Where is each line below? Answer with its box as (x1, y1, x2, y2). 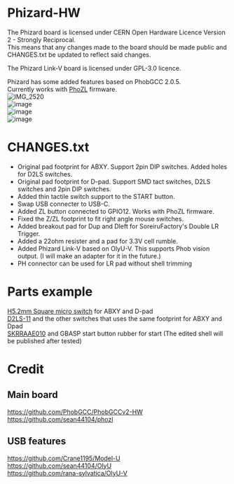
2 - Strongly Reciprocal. (7, 35, 76, 43)
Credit (7, 361, 44, 377)
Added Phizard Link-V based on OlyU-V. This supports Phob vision (17, 244, 210, 253)
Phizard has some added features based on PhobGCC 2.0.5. (7, 77, 181, 85)
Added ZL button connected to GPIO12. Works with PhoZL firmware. (17, 207, 215, 215)
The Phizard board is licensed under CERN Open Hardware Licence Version (7, 28, 226, 36)
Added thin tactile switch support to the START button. (17, 192, 175, 200)
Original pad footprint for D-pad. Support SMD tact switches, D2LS (17, 177, 211, 186)
